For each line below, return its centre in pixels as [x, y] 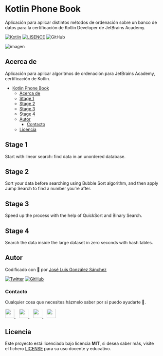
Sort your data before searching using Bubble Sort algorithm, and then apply [82, 183]
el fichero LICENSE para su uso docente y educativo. [58, 348]
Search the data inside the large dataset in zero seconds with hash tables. [79, 242]
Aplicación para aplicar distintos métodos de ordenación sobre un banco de [81, 22]
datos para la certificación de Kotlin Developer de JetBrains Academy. [75, 27]
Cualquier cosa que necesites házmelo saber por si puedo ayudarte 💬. [75, 302]
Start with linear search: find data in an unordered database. [65, 156]
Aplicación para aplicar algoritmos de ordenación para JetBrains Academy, [80, 73]
